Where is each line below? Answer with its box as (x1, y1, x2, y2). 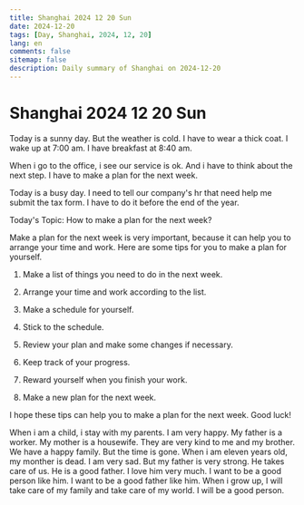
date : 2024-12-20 (9, 22, 75, 31)
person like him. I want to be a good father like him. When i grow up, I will (9, 475, 283, 486)
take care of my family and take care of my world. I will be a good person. (9, 484, 285, 495)
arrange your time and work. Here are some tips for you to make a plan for (9, 241, 288, 252)
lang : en (9, 38, 43, 48)
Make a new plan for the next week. (22, 392, 157, 403)
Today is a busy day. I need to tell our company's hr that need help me (9, 187, 272, 198)
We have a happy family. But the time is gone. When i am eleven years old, (9, 446, 288, 457)
